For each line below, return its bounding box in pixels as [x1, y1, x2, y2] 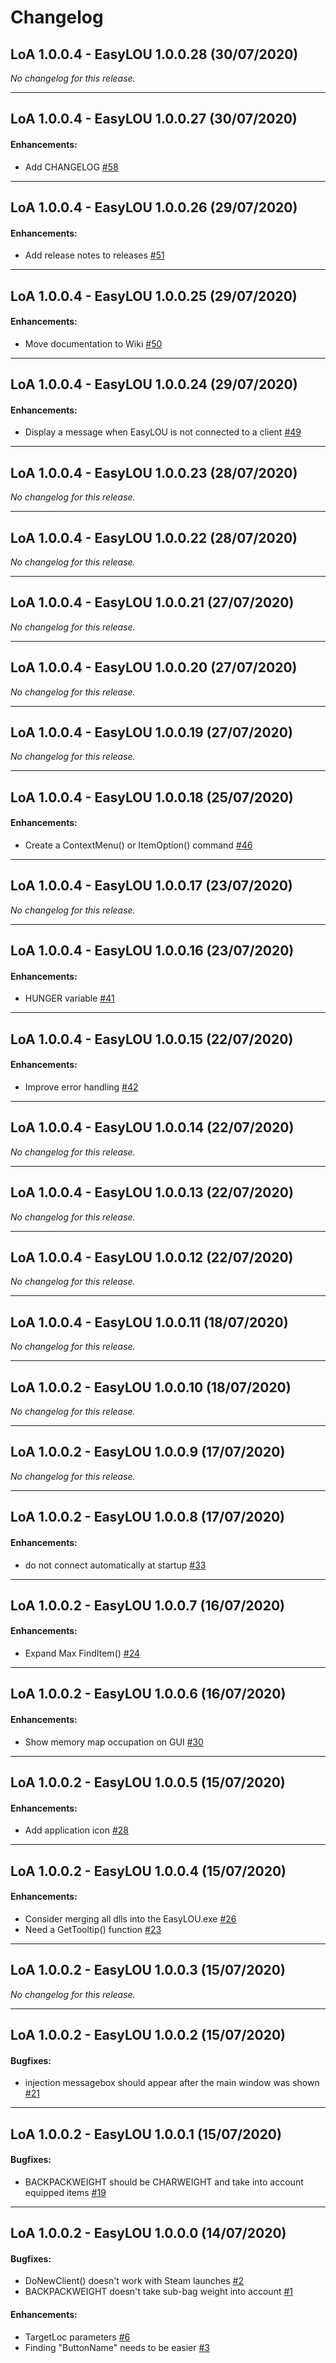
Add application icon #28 [24, 1824, 129, 1836]
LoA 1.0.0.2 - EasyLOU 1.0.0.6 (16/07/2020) [10, 1686, 287, 1703]
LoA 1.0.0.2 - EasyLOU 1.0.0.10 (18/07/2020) [10, 1379, 292, 1396]
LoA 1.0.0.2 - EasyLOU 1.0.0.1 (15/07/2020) [10, 2126, 282, 2143]
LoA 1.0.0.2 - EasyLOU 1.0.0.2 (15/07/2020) [10, 2027, 287, 2044]
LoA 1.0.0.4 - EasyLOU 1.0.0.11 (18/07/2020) [10, 1314, 289, 1331]
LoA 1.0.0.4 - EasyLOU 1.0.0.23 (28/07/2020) [10, 464, 298, 481]
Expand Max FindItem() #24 [24, 1647, 141, 1660]
